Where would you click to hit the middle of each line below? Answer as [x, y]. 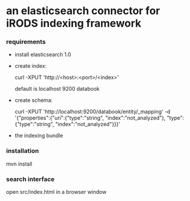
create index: [31, 66]
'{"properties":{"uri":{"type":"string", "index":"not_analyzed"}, [90, 118]
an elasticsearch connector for [83, 11]
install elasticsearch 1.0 [43, 55]
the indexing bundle [39, 136]
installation [23, 151]
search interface [30, 179]
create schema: [34, 100]
